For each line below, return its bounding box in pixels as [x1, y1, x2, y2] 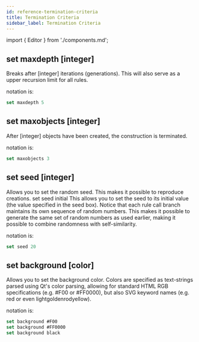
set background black [6, 330, 61, 336]
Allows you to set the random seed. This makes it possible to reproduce [6, 188, 184, 196]
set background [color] [6, 260, 94, 270]
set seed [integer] [6, 172, 75, 182]
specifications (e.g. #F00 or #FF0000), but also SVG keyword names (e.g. [6, 289, 189, 296]
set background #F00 [6, 319, 58, 325]
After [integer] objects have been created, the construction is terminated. [6, 132, 188, 139]
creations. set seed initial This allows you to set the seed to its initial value [6, 194, 189, 202]
